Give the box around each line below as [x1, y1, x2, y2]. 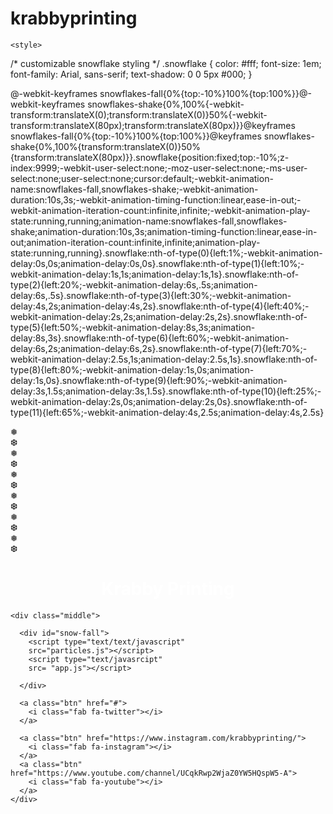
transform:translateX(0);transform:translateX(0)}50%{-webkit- [10, 108, 268, 121]
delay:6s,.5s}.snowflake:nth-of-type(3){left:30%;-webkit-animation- [10, 289, 292, 301]
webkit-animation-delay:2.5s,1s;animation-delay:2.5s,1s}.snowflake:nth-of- [10, 353, 318, 365]
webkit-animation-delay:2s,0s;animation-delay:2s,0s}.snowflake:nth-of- [10, 395, 308, 407]
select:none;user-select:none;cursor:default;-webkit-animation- [10, 172, 274, 184]
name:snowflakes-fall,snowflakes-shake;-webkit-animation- [10, 183, 259, 195]
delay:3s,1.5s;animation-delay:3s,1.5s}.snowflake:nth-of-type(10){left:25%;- [10, 385, 322, 397]
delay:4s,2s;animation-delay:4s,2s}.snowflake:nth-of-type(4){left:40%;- [10, 300, 310, 312]
